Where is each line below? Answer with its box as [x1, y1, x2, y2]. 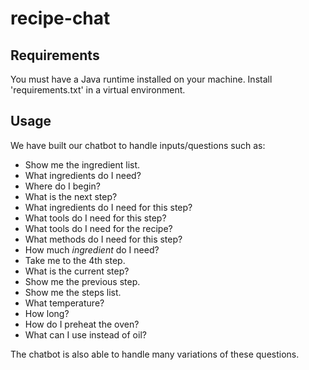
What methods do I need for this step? [24, 233, 183, 245]
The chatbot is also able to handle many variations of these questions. [10, 348, 300, 360]
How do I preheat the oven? [24, 318, 140, 330]
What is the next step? [24, 190, 118, 202]
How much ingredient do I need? [24, 243, 160, 256]
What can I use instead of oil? [24, 328, 147, 341]
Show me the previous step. [24, 275, 141, 287]
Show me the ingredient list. [24, 158, 141, 171]
